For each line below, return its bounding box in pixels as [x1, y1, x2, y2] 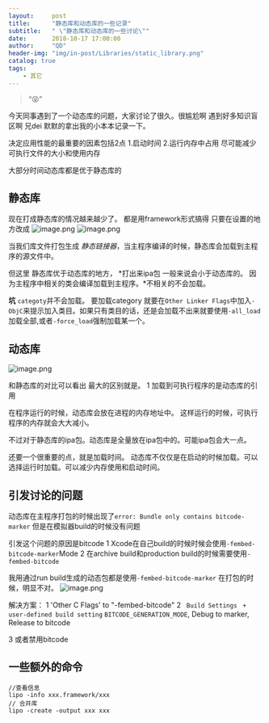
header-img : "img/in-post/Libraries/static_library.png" [8, 49, 204, 57]
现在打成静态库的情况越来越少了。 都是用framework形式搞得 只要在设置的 [8, 214, 254, 224]
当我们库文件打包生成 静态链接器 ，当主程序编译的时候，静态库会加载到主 [8, 242, 251, 251]
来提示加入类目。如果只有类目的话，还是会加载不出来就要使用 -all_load [23, 306, 261, 316]
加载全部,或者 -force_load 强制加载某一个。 [8, 316, 149, 326]
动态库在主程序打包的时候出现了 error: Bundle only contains [8, 511, 212, 521]
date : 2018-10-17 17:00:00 [8, 34, 121, 43]
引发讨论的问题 [8, 488, 83, 502]
